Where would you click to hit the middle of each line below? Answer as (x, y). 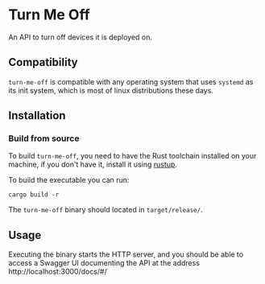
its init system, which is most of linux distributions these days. (111, 90)
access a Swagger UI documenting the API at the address (104, 263)
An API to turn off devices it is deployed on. (81, 37)
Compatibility (43, 62)
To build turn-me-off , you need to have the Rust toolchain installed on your (132, 156)
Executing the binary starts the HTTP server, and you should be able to (126, 254)
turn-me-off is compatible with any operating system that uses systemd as (131, 81)
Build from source (44, 138)
